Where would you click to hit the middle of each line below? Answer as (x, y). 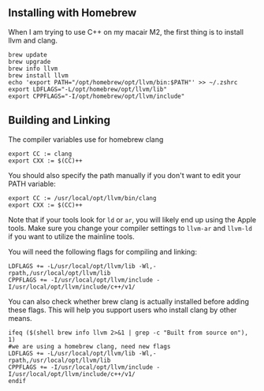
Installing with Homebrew (73, 13)
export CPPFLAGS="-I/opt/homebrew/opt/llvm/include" (97, 96)
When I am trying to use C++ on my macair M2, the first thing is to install (126, 32)
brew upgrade (30, 61)
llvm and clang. (33, 40)
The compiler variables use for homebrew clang (86, 139)
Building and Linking (59, 120)
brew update (28, 54)
